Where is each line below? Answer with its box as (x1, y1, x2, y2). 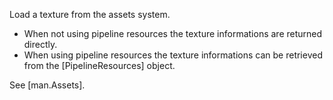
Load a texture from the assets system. (9, 9, 171, 20)
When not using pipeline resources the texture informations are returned (23, 28, 323, 39)
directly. (23, 39, 58, 50)
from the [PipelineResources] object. (23, 60, 176, 71)
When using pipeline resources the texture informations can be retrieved (23, 49, 323, 61)
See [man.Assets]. (9, 79, 86, 91)
